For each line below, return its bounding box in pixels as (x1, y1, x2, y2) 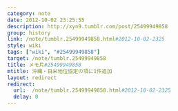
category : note (7, 10, 51, 17)
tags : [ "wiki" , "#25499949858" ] (7, 49, 100, 56)
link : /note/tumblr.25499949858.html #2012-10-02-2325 (7, 36, 166, 43)
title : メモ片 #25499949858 (7, 61, 81, 68)
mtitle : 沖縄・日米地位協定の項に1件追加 (7, 68, 112, 74)
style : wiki (7, 42, 41, 49)
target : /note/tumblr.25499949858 (7, 55, 107, 62)
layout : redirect (7, 74, 57, 81)
